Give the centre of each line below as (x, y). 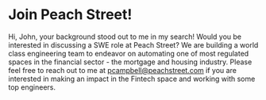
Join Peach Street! (70, 15)
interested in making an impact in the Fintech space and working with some (132, 79)
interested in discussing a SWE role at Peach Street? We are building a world (133, 44)
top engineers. (32, 87)
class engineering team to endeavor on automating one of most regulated (129, 53)
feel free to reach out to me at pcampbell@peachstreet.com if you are (122, 70)
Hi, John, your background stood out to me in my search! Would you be (125, 37)
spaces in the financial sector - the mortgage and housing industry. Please (130, 62)
